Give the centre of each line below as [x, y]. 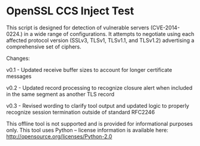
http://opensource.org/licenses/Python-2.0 [59, 136]
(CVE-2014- [165, 28]
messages [19, 76]
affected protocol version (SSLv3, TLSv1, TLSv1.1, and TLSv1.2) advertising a [100, 40]
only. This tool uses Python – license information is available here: [87, 130]
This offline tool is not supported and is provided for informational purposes [100, 123]
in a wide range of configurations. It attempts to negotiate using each [109, 34]
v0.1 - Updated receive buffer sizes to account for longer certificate [89, 69]
